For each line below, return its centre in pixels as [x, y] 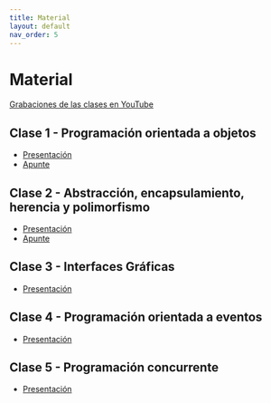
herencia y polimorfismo [80, 207]
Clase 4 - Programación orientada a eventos [136, 317]
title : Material [40, 18]
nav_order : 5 [34, 34]
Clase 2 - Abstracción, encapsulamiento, [127, 192]
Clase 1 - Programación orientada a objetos [133, 133]
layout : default [40, 26]
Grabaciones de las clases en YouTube [81, 104]
